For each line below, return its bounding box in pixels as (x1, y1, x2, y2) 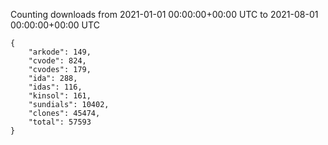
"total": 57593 (28, 117, 92, 127)
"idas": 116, (28, 82, 83, 92)
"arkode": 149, (28, 47, 92, 57)
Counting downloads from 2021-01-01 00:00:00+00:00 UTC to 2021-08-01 (10, 9, 319, 20)
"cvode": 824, (28, 56, 87, 66)
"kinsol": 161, (28, 91, 92, 101)
